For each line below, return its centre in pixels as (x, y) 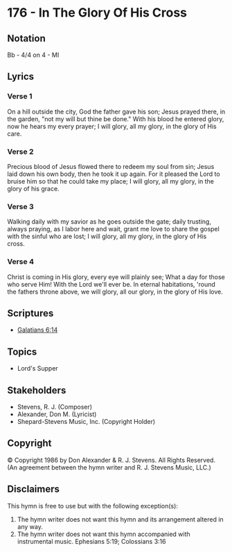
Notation (27, 38)
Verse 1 (20, 96)
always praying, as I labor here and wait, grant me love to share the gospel (113, 229)
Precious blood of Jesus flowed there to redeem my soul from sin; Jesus (111, 166)
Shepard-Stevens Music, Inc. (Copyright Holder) (86, 422)
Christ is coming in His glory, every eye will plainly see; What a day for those (116, 277)
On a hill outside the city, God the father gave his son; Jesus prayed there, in (116, 112)
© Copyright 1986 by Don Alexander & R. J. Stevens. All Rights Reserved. (111, 460)
